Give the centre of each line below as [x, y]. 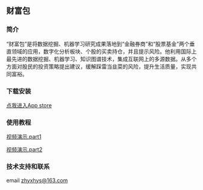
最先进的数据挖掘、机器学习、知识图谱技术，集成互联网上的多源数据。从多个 [101, 59]
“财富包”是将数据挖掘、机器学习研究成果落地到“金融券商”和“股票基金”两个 [98, 43]
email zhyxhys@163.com [37, 180]
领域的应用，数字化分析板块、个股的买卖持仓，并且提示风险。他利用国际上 [104, 51]
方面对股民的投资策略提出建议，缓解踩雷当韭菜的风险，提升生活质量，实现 [99, 66]
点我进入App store [29, 105]
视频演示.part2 [24, 150]
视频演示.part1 [24, 137]
